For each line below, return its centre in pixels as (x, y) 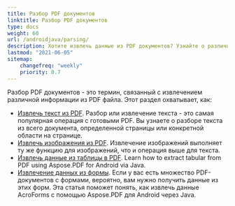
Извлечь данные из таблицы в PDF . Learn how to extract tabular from (119, 157)
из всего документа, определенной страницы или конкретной (111, 128)
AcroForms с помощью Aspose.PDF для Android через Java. (107, 194)
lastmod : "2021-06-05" (40, 53)
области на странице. (50, 135)
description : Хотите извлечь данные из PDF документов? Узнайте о (106, 46)
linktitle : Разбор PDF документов (58, 20)
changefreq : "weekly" (51, 66)
